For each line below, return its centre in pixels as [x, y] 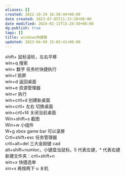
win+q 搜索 [17, 63]
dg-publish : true [23, 28]
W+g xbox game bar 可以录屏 [35, 131]
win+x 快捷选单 [21, 162]
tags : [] [14, 33]
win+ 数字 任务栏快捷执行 [31, 69]
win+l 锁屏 [16, 75]
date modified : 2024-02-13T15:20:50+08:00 [49, 24]
